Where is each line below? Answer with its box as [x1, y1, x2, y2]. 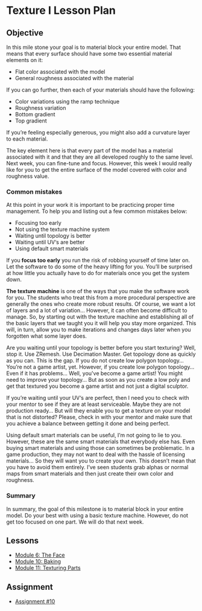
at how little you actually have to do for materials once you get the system [6, 270, 190, 277]
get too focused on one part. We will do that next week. [6, 518, 144, 525]
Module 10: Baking [14, 558, 62, 565]
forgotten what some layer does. [6, 332, 87, 340]
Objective [6, 28, 44, 38]
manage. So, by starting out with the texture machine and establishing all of [6, 313, 194, 320]
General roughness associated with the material [14, 75, 134, 81]
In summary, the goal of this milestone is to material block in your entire [6, 505, 184, 513]
